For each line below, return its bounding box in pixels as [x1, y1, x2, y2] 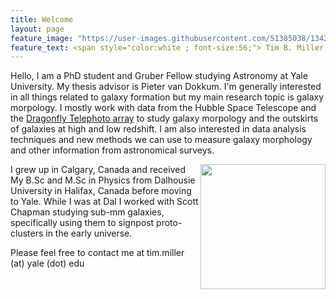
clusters [10, 227, 44, 240]
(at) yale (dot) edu [10, 257, 85, 270]
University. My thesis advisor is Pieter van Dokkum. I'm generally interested [10, 81, 322, 93]
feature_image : [10, 33, 74, 43]
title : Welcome [10, 14, 74, 25]
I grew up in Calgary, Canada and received [10, 164, 186, 176]
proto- [156, 217, 183, 229]
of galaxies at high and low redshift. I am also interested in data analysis [10, 123, 307, 135]
